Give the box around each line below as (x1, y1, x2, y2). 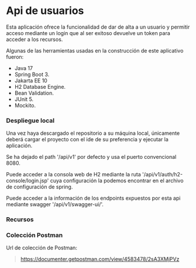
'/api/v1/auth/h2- (142, 171, 183, 178)
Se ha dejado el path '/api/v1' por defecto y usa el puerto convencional (6, 154, 177, 161)
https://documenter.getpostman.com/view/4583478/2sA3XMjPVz (20, 256, 180, 263)
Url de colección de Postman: (6, 244, 78, 252)
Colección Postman (6, 231, 63, 239)
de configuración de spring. (6, 183, 73, 190)
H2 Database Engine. (14, 83, 66, 90)
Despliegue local (6, 116, 54, 124)
